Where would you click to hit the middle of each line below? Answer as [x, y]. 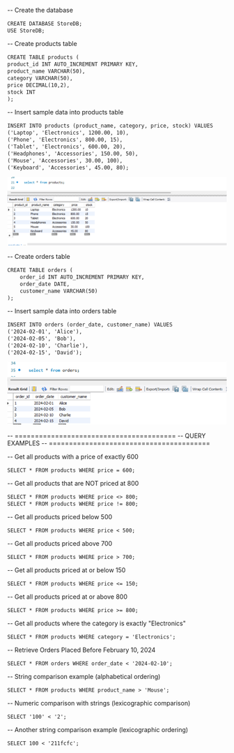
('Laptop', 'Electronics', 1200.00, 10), [68, 133]
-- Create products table [42, 44]
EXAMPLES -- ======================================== [109, 443]
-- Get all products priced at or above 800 [67, 597]
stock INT [22, 92]
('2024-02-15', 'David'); [45, 352]
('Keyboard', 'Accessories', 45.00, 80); [68, 167]
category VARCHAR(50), [40, 78]
